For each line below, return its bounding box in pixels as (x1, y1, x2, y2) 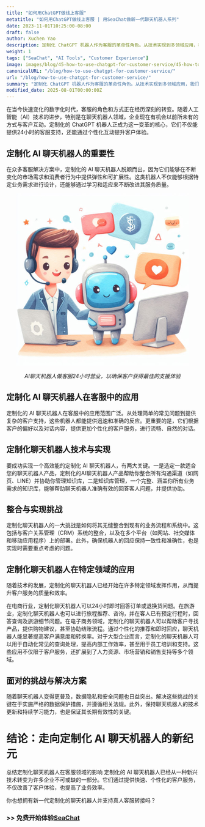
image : (6, 61, 23, 67)
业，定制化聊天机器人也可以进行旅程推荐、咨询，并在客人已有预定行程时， (6, 610, 193, 617)
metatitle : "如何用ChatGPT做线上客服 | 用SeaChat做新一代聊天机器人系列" (6, 16, 179, 23)
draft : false (6, 29, 40, 35)
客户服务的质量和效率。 (11, 589, 71, 596)
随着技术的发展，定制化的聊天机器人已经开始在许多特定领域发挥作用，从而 (6, 582, 193, 589)
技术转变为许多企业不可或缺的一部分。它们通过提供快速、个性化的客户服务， (6, 776, 199, 783)
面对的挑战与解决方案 (6, 675, 87, 686)
